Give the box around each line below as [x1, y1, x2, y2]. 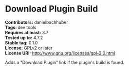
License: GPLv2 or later [5, 45, 53, 51]
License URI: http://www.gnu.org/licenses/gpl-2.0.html [5, 50, 115, 56]
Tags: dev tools [5, 24, 37, 30]
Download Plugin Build [5, 3, 98, 14]
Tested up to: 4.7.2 [5, 35, 43, 41]
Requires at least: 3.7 [5, 29, 49, 35]
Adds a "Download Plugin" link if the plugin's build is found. [5, 59, 125, 65]
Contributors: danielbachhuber [5, 19, 68, 25]
